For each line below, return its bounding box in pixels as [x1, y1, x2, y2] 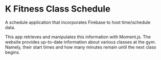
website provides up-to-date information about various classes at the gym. [5, 39, 156, 45]
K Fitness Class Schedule [5, 3, 111, 15]
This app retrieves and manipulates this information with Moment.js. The [5, 34, 151, 40]
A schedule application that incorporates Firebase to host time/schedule [5, 19, 151, 25]
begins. [5, 49, 21, 55]
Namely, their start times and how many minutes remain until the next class [5, 44, 157, 50]
